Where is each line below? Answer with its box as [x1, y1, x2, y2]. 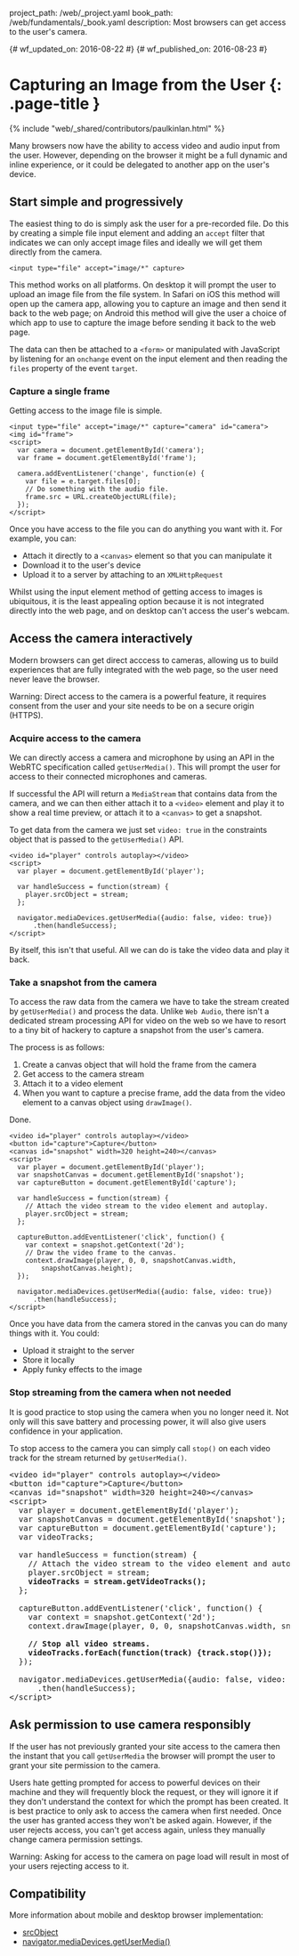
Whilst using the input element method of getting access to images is [9, 586, 263, 597]
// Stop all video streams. [28, 1638, 150, 1649]
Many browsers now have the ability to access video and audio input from [9, 140, 280, 150]
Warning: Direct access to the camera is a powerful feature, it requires [9, 691, 267, 701]
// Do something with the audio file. [25, 485, 169, 494]
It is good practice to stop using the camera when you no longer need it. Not [9, 1406, 289, 1418]
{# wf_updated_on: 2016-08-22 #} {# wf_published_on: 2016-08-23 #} [9, 44, 268, 54]
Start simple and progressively [9, 195, 184, 210]
